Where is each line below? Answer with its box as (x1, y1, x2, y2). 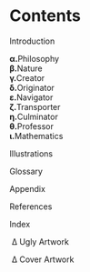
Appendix (9, 183, 45, 194)
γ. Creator (9, 72, 45, 83)
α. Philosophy (9, 53, 60, 64)
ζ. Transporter (9, 101, 61, 112)
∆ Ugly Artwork (11, 236, 70, 247)
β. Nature (9, 63, 43, 74)
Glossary (9, 166, 44, 176)
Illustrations (9, 147, 53, 159)
